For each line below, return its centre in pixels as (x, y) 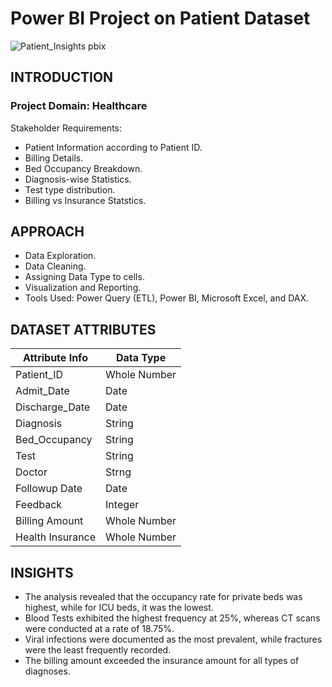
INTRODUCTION (62, 77)
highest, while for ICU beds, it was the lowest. (119, 608)
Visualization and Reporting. (83, 288)
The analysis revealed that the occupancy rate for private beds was (163, 597)
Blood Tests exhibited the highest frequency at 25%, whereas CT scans (172, 618)
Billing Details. (54, 158)
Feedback (39, 505)
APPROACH (47, 232)
